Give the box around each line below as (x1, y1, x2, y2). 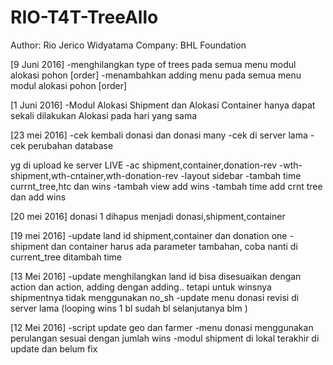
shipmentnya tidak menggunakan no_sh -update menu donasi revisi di (10, 291, 300, 303)
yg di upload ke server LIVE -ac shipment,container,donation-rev (10, 159, 277, 171)
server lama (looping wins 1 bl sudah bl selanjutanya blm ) (10, 302, 248, 314)
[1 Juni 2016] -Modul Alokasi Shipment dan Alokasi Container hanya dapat (10, 99, 316, 111)
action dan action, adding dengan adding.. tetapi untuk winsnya (10, 281, 272, 293)
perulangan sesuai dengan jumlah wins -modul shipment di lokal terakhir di (10, 332, 320, 344)
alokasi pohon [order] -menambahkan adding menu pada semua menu (10, 69, 302, 81)
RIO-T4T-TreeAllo (10, 6, 159, 29)
